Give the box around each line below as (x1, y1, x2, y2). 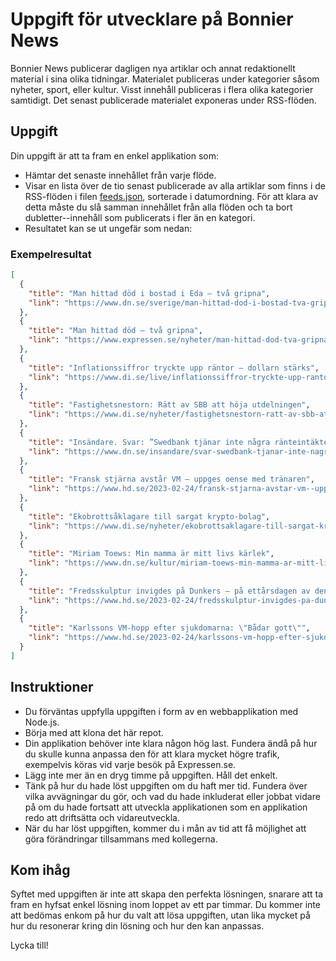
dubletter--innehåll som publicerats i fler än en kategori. (24, 211, 256, 223)
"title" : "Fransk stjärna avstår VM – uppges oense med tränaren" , (28, 474, 315, 485)
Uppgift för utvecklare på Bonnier (10, 8, 294, 31)
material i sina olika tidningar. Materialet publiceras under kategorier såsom (10, 73, 320, 85)
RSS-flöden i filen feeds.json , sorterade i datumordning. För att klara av (24, 190, 319, 202)
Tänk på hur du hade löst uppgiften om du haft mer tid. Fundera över (24, 779, 308, 792)
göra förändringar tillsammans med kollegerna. (24, 833, 218, 845)
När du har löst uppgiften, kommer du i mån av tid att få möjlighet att (24, 822, 307, 834)
